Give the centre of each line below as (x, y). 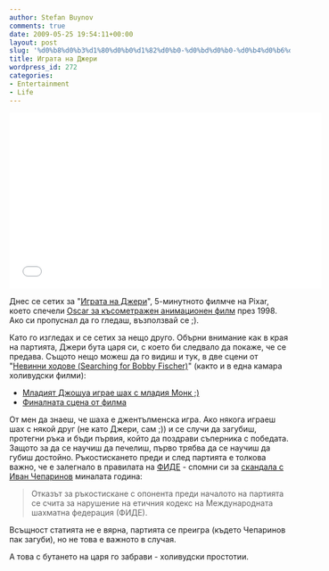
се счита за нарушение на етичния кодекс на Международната (152, 503)
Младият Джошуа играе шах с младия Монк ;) (111, 393)
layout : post (33, 42)
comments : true (37, 26)
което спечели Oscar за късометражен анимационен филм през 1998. (144, 310)
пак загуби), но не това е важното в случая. (93, 539)
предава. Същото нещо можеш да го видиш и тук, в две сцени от (134, 356)
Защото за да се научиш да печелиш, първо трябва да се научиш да (140, 448)
